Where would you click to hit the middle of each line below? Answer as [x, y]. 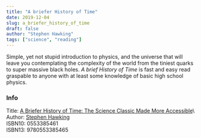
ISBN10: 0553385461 [32, 124]
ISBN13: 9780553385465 [37, 130]
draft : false [22, 28]
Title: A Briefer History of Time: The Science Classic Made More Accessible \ [100, 111]
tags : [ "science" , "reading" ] [44, 40]
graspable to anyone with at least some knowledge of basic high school [95, 76]
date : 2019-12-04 [28, 17]
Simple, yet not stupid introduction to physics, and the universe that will [94, 57]
